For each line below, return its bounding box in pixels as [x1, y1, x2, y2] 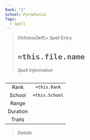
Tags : [5, 16, 16, 21]
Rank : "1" [5, 7, 26, 12]
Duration [7, 108, 28, 115]
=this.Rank [35, 84, 61, 90]
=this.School [32, 92, 64, 98]
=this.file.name [17, 52, 85, 62]
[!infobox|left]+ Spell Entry [17, 35, 72, 41]
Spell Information [17, 67, 53, 73]
